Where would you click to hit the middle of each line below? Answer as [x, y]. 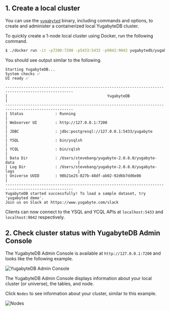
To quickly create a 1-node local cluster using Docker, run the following [79, 35]
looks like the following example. [39, 258]
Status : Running [43, 113]
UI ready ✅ [17, 78]
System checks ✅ [23, 74]
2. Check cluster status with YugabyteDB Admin [83, 233]
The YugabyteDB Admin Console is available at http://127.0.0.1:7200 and [83, 253]
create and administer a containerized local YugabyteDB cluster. [72, 26]
